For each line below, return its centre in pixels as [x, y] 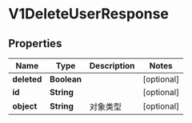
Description [112, 66]
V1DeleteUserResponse [89, 14]
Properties [35, 44]
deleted [27, 79]
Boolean [66, 79]
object [25, 106]
